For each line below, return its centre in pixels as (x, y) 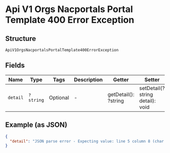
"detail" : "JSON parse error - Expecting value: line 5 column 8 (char (87, 141)
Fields (15, 66)
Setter (152, 80)
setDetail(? (152, 88)
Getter (121, 80)
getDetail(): (121, 94)
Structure (21, 39)
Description (88, 80)
